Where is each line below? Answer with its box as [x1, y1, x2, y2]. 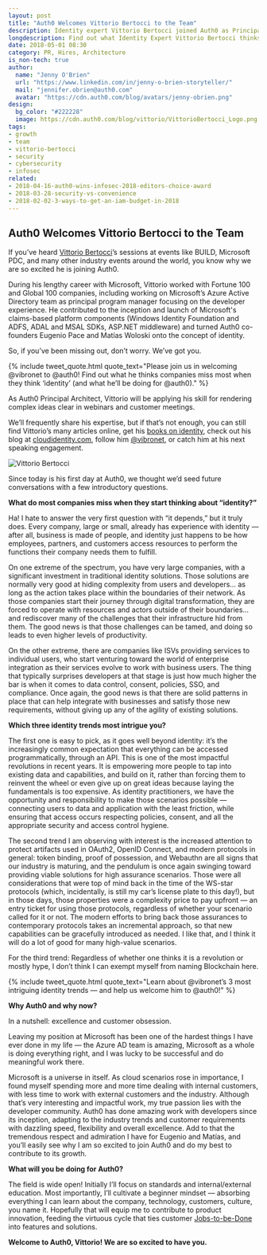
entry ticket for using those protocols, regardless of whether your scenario [8, 904, 253, 913]
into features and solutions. [8, 1222, 98, 1232]
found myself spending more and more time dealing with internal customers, [8, 1081, 258, 1091]
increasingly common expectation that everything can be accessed [8, 744, 229, 754]
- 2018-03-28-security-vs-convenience [8, 189, 137, 198]
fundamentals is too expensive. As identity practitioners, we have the [8, 786, 234, 797]
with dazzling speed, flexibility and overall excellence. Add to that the [8, 1124, 235, 1133]
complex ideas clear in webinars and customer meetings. [8, 402, 195, 412]
